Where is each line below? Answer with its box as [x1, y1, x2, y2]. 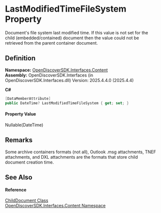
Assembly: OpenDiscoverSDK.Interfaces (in [5, 72, 94, 78]
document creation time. [5, 159, 54, 165]
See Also [5, 173, 32, 181]
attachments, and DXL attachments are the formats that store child [5, 154, 138, 160]
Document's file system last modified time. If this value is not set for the [5, 30, 148, 35]
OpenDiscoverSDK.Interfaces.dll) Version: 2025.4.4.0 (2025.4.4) [5, 77, 134, 83]
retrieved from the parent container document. [5, 40, 98, 46]
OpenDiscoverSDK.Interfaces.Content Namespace [5, 203, 106, 209]
